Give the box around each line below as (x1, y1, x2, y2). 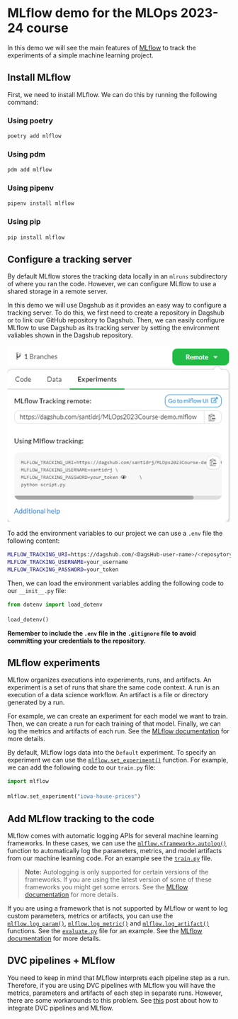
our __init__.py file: (7, 587, 67, 595)
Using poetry (7, 116, 53, 125)
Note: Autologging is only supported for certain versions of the (24, 867, 209, 876)
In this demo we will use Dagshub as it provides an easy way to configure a (7, 301, 227, 310)
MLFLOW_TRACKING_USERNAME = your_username (7, 558, 129, 566)
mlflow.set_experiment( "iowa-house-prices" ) (7, 793, 141, 800)
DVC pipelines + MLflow (7, 955, 115, 967)
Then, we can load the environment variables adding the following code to (7, 579, 225, 587)
